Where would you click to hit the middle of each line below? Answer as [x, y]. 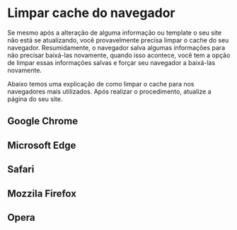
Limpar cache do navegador [91, 13]
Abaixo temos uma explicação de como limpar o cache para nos [101, 84]
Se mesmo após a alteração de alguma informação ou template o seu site [114, 33]
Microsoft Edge [42, 145]
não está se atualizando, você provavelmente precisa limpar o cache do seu [118, 40]
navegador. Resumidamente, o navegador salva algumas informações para [116, 47]
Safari [21, 169]
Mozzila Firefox [42, 194]
